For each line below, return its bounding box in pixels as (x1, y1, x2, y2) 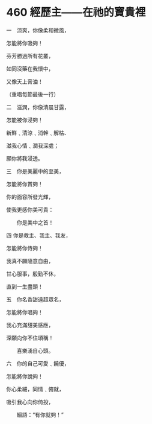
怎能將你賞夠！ (6, 180, 43, 188)
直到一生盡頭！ (6, 283, 43, 290)
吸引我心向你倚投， (6, 398, 54, 405)
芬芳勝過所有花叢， (6, 52, 54, 59)
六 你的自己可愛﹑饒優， (6, 359, 70, 367)
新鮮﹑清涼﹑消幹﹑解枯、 (6, 129, 70, 136)
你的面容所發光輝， (6, 193, 54, 200)
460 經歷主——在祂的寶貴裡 (6, 5, 146, 19)
